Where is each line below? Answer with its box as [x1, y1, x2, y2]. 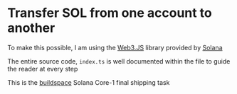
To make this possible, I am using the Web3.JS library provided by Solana [7, 43, 223, 52]
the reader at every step [7, 64, 78, 73]
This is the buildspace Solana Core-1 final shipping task [7, 78, 170, 86]
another [7, 20, 56, 36]
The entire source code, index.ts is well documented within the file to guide [7, 57, 231, 65]
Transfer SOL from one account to [7, 5, 212, 21]
